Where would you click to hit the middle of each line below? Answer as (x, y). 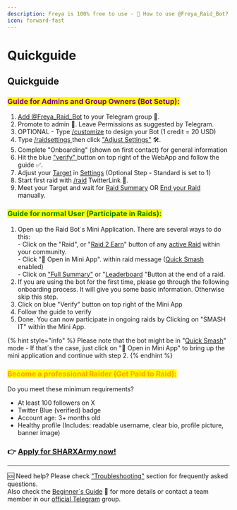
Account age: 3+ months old (59, 417)
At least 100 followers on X (56, 403)
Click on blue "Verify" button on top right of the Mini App (100, 304)
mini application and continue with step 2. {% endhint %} (90, 355)
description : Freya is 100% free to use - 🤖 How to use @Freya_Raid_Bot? (118, 14)
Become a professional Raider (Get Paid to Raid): (92, 374)
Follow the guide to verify (54, 312)
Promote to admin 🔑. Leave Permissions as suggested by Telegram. (115, 124)
